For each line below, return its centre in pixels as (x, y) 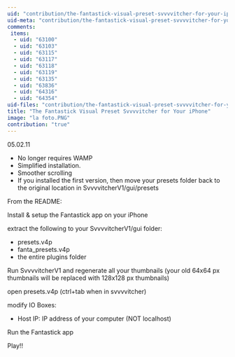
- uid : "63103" (36, 46)
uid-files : (23, 105)
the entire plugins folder (52, 257)
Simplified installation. (49, 165)
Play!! (15, 345)
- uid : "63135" (36, 79)
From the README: (35, 201)
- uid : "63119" (36, 72)
